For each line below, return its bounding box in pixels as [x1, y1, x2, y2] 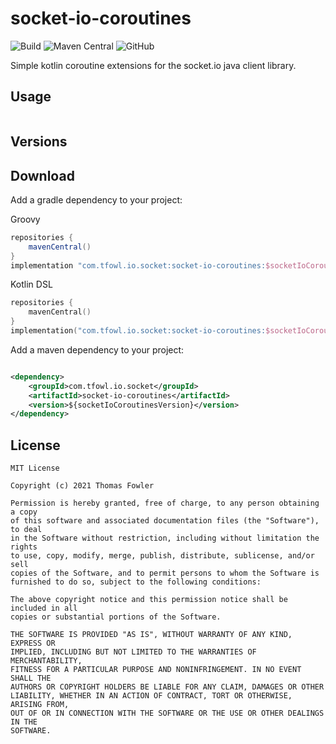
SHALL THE [10, 673, 52, 684]
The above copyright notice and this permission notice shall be [10, 595, 288, 605]
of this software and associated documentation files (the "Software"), [10, 516, 320, 526]
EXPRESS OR [10, 638, 56, 649]
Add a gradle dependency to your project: [10, 193, 183, 206]
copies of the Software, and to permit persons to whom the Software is [10, 568, 320, 579]
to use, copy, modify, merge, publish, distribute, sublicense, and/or [10, 551, 315, 561]
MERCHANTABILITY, [10, 656, 83, 666]
